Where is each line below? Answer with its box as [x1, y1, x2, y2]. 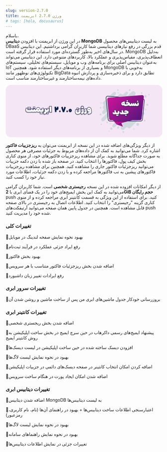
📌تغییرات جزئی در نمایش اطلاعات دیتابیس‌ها [5, 441, 87, 447]
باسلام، [5, 33, 19, 39]
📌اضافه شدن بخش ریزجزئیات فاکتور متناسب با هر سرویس [5, 263, 114, 269]
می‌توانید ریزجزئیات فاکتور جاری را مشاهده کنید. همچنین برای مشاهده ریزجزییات [5, 163, 154, 169]
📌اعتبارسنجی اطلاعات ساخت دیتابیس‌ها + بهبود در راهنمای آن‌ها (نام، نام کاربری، [5, 407, 154, 413]
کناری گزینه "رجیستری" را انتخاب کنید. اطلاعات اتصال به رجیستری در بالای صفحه [5, 200, 155, 206]
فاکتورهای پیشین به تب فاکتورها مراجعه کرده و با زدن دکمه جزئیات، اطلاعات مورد [5, 169, 156, 175]
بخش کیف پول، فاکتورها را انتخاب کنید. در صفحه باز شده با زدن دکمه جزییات [5, 158, 146, 164]
